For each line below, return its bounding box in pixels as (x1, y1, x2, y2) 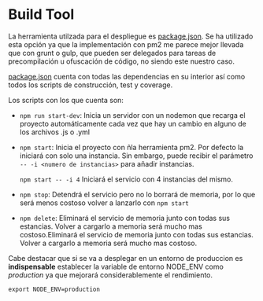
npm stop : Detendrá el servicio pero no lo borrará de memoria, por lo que (19, 189, 256, 199)
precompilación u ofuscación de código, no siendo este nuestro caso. (8, 57, 235, 66)
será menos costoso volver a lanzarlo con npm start (19, 198, 189, 207)
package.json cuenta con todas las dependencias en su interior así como (8, 72, 246, 81)
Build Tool (8, 6, 75, 24)
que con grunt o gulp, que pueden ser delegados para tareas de (8, 48, 217, 57)
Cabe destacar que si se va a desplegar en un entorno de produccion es (8, 253, 243, 262)
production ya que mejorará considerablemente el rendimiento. (8, 270, 213, 280)
